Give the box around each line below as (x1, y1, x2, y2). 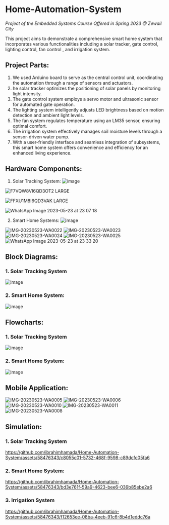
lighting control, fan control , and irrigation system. (5, 46, 110, 52)
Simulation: (5, 422, 42, 431)
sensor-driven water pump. (12, 133, 70, 140)
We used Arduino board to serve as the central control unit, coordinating (12, 74, 163, 81)
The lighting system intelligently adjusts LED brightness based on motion (12, 106, 164, 113)
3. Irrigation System (5, 497, 55, 504)
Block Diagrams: (5, 252, 58, 261)
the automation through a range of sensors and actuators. (12, 80, 133, 86)
